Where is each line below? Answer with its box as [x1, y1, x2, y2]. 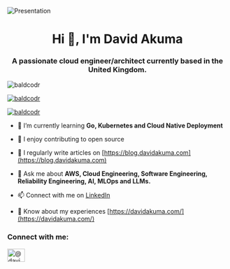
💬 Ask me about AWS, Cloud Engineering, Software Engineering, [17, 170, 208, 178]
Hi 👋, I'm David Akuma [52, 32, 183, 47]
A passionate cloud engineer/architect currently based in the [11, 56, 224, 66]
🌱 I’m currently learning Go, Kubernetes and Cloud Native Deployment [17, 121, 224, 130]
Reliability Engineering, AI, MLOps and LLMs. [17, 177, 151, 186]
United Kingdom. [88, 65, 147, 75]
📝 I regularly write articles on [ [17, 149, 105, 157]
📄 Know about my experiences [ [17, 207, 110, 216]
